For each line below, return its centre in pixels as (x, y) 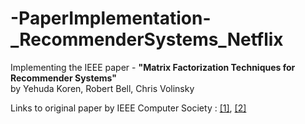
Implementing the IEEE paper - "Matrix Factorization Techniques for (153, 67)
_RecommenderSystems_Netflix (147, 39)
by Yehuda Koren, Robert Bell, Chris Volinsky (102, 88)
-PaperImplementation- (111, 18)
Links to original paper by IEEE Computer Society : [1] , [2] (128, 108)
